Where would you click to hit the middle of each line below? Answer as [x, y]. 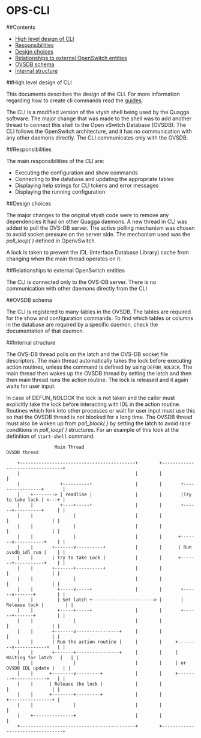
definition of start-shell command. [50, 436]
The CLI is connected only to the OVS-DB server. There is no [81, 282]
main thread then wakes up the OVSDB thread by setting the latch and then [99, 373]
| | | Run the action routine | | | [90, 642]
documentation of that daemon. [45, 331]
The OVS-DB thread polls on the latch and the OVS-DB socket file [87, 354]
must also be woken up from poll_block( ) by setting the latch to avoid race [98, 423]
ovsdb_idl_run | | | [36, 552]
